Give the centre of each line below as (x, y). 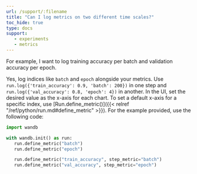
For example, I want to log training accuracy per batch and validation (89, 61)
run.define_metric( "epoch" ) (48, 149)
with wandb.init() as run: (39, 138)
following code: (25, 116)
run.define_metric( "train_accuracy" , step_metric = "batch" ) (88, 160)
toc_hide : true (25, 22)
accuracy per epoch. (32, 67)
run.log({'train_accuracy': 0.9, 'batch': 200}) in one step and (86, 85)
